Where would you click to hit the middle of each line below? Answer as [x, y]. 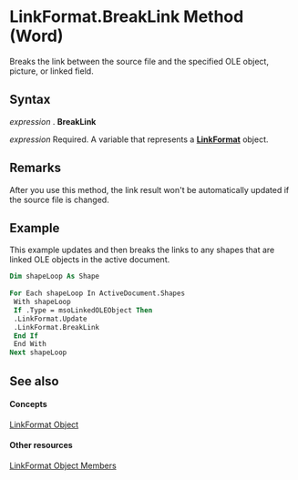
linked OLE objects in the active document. [90, 260]
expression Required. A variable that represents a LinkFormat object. [139, 139]
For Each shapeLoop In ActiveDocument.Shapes [97, 293]
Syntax [30, 100]
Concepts [28, 404]
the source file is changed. [59, 199]
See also [34, 381]
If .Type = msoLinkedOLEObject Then [83, 310]
